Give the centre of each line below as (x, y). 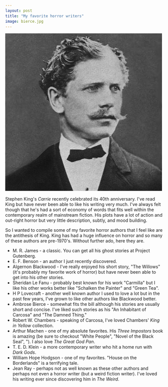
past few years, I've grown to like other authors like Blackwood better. (85, 299)
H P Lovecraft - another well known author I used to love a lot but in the (86, 294)
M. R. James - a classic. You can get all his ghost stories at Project (81, 251)
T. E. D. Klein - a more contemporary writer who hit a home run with (82, 347)
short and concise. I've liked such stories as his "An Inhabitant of (79, 309)
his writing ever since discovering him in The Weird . (66, 379)
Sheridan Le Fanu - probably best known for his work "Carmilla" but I (84, 283)
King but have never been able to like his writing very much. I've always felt (83, 205)
